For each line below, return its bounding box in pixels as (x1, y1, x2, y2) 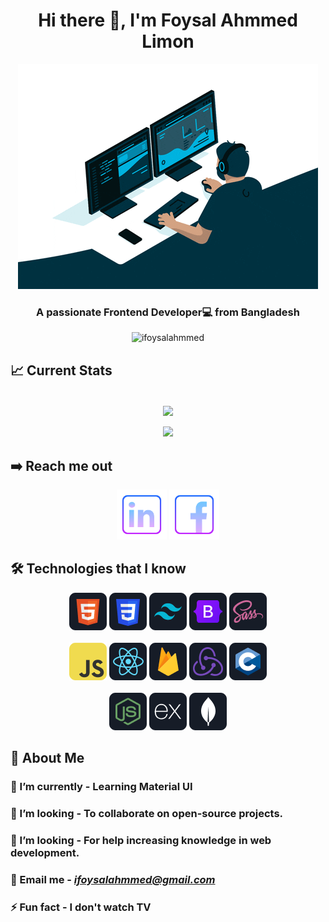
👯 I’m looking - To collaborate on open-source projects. (10, 807, 284, 821)
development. (10, 846, 80, 859)
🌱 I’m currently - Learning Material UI (10, 780, 193, 794)
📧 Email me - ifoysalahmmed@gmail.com (10, 872, 216, 886)
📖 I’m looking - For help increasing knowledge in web (10, 834, 272, 847)
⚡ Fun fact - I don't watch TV (10, 900, 152, 914)
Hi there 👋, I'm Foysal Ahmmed (38, 9, 298, 32)
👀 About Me (10, 750, 85, 767)
